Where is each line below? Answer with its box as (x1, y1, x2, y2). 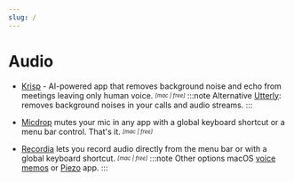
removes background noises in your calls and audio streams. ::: (20, 99, 253, 110)
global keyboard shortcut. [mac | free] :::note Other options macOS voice (20, 153, 276, 163)
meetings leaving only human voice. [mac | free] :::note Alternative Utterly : (20, 90, 282, 100)
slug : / (8, 12, 37, 22)
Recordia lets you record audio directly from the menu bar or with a (20, 143, 267, 154)
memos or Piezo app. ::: (20, 162, 108, 173)
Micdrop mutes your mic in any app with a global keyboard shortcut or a (20, 116, 285, 127)
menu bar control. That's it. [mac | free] (20, 126, 153, 137)
